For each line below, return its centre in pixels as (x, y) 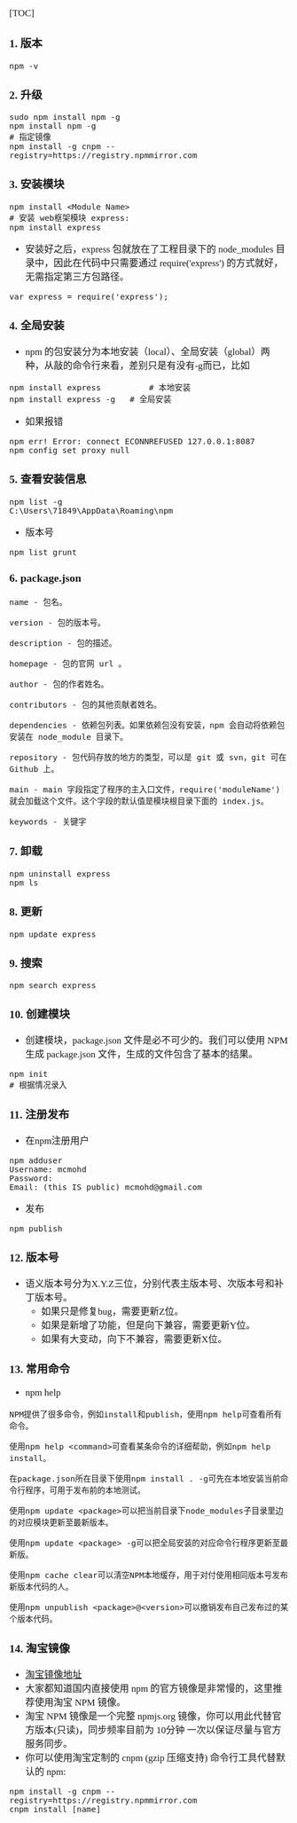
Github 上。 (34, 770)
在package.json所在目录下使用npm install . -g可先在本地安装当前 (145, 1479)
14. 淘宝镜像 (40, 1649)
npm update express (53, 934)
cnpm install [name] (55, 1810)
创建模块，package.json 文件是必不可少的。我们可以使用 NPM (156, 1041)
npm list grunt (43, 552)
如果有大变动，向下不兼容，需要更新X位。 (134, 1339)
